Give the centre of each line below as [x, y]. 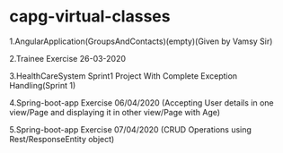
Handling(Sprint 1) [43, 85]
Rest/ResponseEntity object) [62, 139]
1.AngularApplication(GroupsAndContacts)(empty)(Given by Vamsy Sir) [141, 41]
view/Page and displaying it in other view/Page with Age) [115, 112]
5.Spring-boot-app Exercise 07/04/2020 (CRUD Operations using [130, 129]
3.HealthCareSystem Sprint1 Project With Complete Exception [124, 76]
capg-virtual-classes [90, 17]
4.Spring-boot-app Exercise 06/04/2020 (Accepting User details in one [141, 102]
